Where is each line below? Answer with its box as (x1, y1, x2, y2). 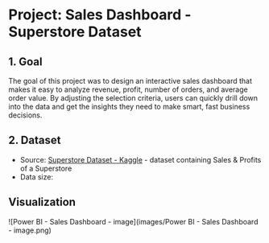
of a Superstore (19, 163, 72, 173)
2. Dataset (8, 134, 61, 147)
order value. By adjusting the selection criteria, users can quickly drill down (8, 93, 259, 102)
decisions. (8, 110, 43, 120)
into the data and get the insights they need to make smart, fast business (8, 102, 250, 111)
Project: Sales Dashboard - (8, 6, 192, 24)
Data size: (19, 171, 54, 182)
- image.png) (8, 225, 52, 235)
